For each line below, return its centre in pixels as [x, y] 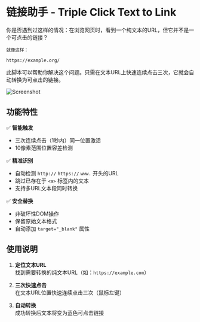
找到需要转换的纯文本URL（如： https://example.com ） [82, 272]
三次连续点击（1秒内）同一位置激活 [58, 140]
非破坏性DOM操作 [37, 214]
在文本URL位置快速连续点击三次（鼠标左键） [70, 292]
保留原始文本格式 [36, 221]
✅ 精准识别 [20, 160]
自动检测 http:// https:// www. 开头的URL [67, 173]
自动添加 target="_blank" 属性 [52, 229]
